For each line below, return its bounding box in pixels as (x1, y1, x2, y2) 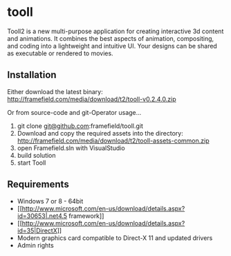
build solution (17, 151, 57, 159)
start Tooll (17, 158, 46, 167)
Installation (7, 69, 57, 81)
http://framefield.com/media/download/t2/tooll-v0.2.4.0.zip (7, 95, 176, 103)
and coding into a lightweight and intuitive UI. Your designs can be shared (7, 42, 218, 50)
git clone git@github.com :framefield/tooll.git (17, 122, 144, 130)
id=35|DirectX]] (17, 226, 62, 235)
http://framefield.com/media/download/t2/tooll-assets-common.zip (17, 136, 210, 145)
